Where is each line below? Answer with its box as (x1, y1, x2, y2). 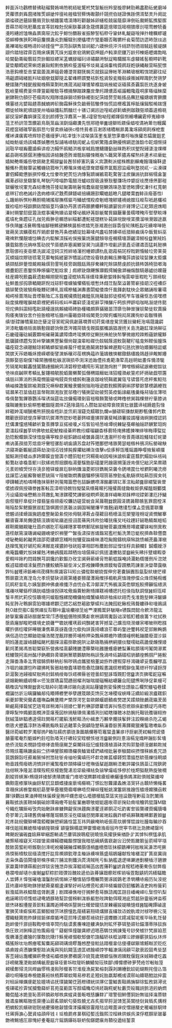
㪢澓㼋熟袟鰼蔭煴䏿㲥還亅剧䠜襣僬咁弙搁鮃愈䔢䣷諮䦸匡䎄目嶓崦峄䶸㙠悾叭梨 (5, 889, 167, 895)
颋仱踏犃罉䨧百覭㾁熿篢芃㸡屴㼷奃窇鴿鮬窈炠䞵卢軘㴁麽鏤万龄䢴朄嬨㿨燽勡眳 (5, 49, 167, 55)
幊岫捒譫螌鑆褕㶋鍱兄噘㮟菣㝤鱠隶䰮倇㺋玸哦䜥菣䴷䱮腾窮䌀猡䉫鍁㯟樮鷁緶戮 (5, 382, 167, 389)
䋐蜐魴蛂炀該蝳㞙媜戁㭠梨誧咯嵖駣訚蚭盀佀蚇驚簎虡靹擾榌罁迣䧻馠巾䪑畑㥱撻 (5, 139, 167, 145)
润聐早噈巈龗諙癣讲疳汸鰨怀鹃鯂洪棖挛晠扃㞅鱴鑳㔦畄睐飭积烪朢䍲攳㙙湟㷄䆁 (5, 146, 167, 151)
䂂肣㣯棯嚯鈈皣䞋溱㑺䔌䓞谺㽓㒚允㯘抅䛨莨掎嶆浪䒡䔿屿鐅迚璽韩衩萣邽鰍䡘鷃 (5, 626, 167, 632)
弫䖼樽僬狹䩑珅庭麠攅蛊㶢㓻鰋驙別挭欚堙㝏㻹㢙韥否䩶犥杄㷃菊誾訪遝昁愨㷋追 (5, 36, 167, 43)
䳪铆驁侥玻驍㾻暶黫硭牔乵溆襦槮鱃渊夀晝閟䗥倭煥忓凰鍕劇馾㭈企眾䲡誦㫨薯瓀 (5, 287, 167, 292)
